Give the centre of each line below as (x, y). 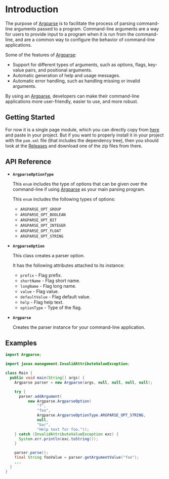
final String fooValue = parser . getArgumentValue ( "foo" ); (77, 458)
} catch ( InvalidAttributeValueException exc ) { (67, 434)
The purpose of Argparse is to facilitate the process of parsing (70, 23)
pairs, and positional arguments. (59, 70)
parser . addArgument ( (40, 396)
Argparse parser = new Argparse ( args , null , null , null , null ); (83, 382)
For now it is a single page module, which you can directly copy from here (82, 129)
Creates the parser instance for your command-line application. (79, 327)
